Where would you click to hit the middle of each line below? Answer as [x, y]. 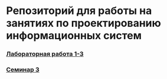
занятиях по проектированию [83, 23]
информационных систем [74, 36]
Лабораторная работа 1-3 [45, 54]
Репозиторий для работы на [79, 11]
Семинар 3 [23, 70]
